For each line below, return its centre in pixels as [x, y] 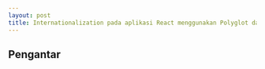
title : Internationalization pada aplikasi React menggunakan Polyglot [128, 23]
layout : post [30, 15]
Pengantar [35, 54]
